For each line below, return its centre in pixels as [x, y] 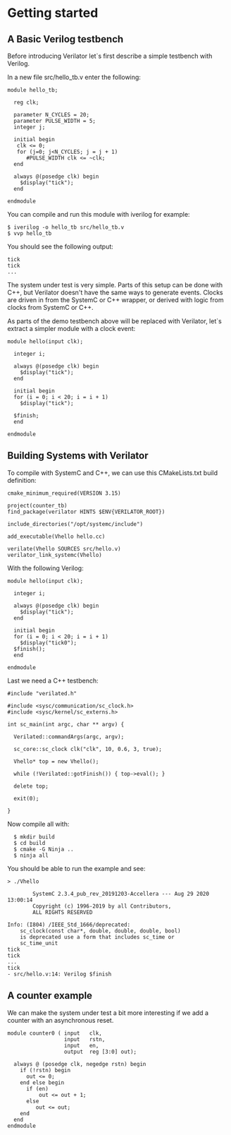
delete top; [31, 786]
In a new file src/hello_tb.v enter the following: [74, 77]
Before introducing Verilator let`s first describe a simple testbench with [110, 56]
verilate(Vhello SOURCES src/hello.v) [64, 548]
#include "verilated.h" [42, 693]
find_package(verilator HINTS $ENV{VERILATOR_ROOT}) [86, 512]
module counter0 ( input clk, [55, 1033]
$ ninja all [31, 855]
